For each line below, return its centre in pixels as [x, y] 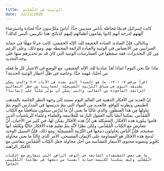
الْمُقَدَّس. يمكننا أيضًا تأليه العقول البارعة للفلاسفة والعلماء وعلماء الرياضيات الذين [78, 115]
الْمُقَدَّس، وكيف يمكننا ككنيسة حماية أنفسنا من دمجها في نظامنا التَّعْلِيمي [79, 159]
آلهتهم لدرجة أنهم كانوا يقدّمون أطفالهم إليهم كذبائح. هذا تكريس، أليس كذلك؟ [74, 33]
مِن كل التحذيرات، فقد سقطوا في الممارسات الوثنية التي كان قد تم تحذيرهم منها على [82, 53]
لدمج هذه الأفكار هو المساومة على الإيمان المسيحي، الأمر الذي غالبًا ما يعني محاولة [80, 136]
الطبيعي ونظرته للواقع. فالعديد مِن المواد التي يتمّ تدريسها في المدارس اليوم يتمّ [77, 105]
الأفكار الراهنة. [19, 146]
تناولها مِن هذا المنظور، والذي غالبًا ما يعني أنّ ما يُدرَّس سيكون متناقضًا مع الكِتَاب [77, 110]
